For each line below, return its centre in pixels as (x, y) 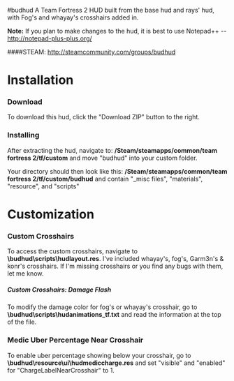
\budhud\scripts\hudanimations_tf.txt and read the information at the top (114, 315)
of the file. (22, 322)
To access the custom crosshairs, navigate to (73, 251)
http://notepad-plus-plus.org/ (50, 38)
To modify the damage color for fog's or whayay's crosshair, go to (102, 307)
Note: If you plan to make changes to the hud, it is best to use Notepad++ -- (117, 31)
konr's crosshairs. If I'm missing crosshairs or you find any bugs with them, (115, 266)
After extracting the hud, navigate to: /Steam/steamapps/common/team (112, 150)
